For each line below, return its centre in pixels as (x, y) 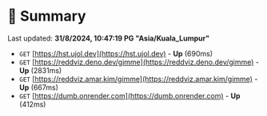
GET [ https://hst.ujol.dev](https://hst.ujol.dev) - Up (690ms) (116, 53)
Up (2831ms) (40, 70)
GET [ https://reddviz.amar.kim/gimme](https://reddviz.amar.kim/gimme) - (138, 79)
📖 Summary (47, 16)
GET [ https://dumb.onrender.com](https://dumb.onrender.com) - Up (130, 95)
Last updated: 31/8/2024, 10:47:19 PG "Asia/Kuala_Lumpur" (108, 38)
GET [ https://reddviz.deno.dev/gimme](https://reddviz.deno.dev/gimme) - (139, 62)
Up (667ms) (39, 87)
